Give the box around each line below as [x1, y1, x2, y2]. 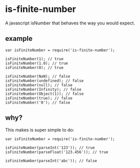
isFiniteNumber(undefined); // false [5, 78, 84, 83]
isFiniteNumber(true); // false [5, 96, 72, 101]
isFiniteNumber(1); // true [5, 56, 64, 61]
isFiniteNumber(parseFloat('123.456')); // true [5, 150, 108, 155]
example [5, 34, 33, 43]
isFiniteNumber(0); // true [5, 65, 64, 70]
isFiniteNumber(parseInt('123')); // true [5, 145, 95, 150]
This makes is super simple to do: [5, 127, 74, 133]
